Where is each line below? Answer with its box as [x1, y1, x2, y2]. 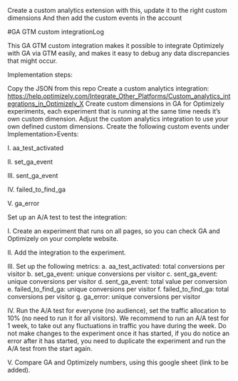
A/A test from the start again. [7, 345, 93, 352]
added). [7, 366, 31, 374]
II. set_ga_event [7, 157, 53, 166]
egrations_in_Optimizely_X [7, 99, 84, 108]
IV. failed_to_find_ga [7, 185, 66, 194]
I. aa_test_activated [7, 144, 64, 152]
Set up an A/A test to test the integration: [7, 213, 128, 221]
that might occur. [7, 56, 58, 65]
